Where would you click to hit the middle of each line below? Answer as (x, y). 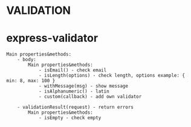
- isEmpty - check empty (70, 118)
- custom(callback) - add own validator (90, 97)
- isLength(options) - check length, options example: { (112, 76)
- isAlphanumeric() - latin (74, 91)
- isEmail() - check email (73, 70)
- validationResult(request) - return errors (76, 107)
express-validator (52, 38)
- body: (27, 60)
